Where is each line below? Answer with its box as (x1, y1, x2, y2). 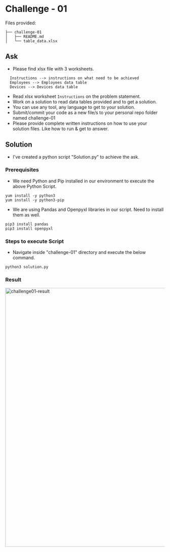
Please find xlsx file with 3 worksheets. (12, 65, 95, 71)
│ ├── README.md (5, 34, 44, 39)
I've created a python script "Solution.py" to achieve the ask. (12, 154, 140, 160)
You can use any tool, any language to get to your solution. (12, 104, 136, 110)
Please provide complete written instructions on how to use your (12, 120, 148, 126)
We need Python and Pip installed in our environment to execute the (12, 178, 154, 184)
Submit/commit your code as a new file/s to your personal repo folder (12, 109, 158, 116)
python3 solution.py (5, 265, 49, 270)
